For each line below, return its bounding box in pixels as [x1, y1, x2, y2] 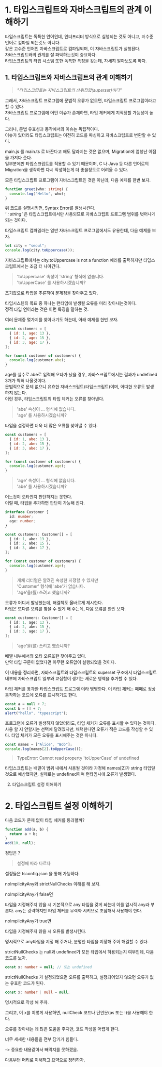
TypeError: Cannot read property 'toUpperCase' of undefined [16, 755, 139, 761]
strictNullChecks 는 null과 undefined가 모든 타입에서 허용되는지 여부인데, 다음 [5, 949, 154, 954]
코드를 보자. [5, 955, 28, 961]
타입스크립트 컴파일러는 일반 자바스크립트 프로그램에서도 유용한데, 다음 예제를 [5, 228, 151, 233]
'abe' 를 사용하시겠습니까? [16, 483, 67, 489]
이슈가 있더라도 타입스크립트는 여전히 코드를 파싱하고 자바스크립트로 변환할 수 [5, 132, 151, 138]
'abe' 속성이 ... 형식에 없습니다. [16, 406, 76, 412]
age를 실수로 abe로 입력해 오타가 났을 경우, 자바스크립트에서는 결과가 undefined [5, 372, 158, 378]
